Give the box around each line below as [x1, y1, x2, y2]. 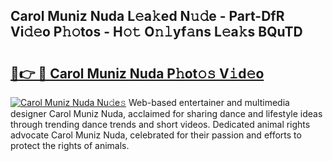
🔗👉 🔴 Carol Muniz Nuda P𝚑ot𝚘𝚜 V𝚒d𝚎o [10, 65, 265, 82]
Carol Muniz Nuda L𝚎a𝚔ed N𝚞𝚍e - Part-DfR [10, 8, 285, 25]
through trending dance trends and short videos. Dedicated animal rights [10, 119, 311, 130]
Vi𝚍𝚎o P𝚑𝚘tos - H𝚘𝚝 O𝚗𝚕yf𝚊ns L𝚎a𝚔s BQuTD [10, 24, 303, 41]
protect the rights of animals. [10, 140, 130, 151]
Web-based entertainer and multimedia [128, 97, 290, 108]
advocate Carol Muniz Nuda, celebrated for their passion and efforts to [10, 129, 302, 141]
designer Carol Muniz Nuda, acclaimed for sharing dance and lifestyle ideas [10, 108, 323, 119]
